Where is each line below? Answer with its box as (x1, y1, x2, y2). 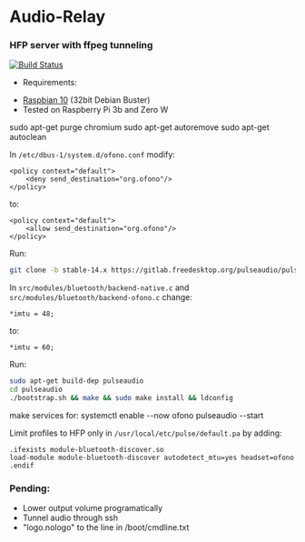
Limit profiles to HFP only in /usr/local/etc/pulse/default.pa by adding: (9, 427, 283, 438)
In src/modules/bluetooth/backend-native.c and (9, 282, 190, 293)
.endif (9, 461, 34, 470)
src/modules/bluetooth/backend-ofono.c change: (9, 292, 193, 303)
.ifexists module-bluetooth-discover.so (9, 445, 165, 454)
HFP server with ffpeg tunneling (9, 39, 153, 52)
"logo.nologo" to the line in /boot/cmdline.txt (22, 522, 190, 533)
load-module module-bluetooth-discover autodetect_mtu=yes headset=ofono (9, 453, 295, 462)
